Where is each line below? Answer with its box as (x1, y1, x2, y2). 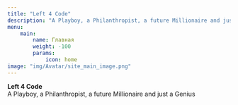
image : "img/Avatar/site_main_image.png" (7, 63, 132, 70)
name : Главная (33, 37, 74, 44)
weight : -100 (33, 43, 72, 50)
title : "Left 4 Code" (7, 10, 72, 18)
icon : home (45, 56, 78, 63)
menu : (7, 23, 23, 30)
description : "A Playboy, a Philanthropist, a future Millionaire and (7, 17, 220, 24)
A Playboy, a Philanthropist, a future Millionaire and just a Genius (7, 89, 196, 98)
